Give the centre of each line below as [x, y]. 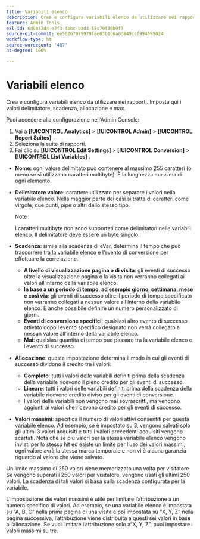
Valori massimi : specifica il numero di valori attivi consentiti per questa [102, 419]
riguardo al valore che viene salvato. [59, 457]
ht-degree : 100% [26, 51]
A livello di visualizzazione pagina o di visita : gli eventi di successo [107, 270]
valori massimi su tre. [32, 531]
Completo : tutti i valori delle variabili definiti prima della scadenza [104, 376]
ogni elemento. [33, 181]
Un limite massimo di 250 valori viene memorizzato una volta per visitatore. [98, 468]
